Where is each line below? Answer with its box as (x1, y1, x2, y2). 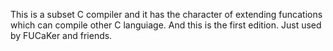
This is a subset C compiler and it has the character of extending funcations (10, 9, 323, 20)
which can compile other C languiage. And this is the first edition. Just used (10, 19, 322, 31)
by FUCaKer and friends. (10, 30, 113, 41)
